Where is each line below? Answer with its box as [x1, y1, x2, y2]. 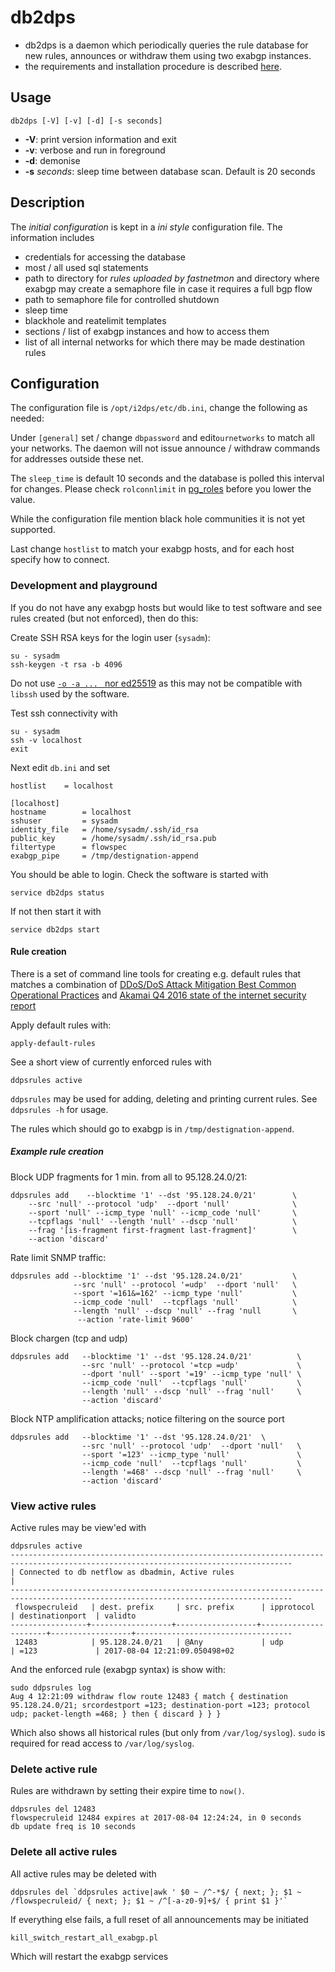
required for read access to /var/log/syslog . [10, 1737, 195, 1750]
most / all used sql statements [24, 261, 149, 273]
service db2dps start [10, 924, 101, 935]
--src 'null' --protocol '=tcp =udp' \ [81, 1360, 302, 1370]
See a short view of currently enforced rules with [10, 1056, 212, 1068]
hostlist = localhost [10, 781, 114, 791]
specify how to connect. [10, 554, 110, 566]
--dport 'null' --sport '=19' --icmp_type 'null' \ [81, 1369, 302, 1379]
